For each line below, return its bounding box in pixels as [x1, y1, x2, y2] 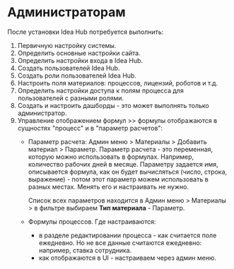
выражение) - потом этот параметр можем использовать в [28, 174, 209, 184]
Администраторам [7, 4, 126, 20]
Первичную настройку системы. [17, 41, 117, 49]
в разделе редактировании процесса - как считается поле [38, 231, 217, 239]
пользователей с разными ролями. [17, 93, 124, 102]
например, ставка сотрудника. [38, 246, 132, 254]
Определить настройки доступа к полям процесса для [17, 86, 184, 95]
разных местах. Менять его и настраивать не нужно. [28, 182, 189, 191]
